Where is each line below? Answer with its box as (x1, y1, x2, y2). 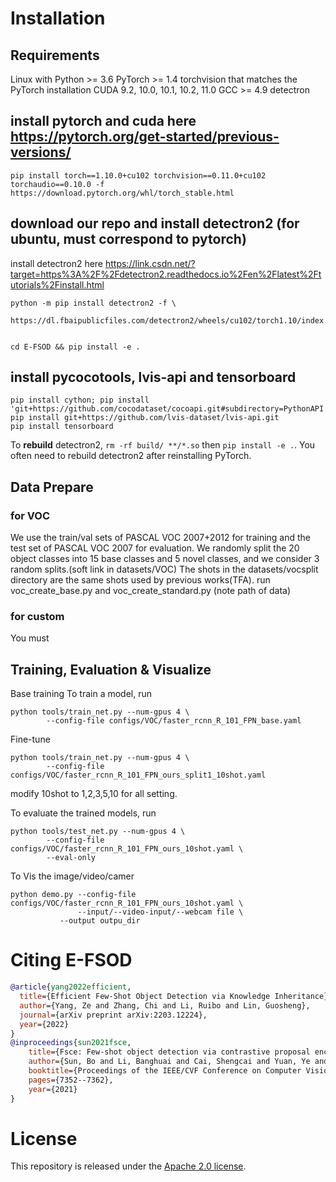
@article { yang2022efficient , (10, 982, 132, 992)
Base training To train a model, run (10, 688, 153, 700)
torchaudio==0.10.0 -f (10, 179, 105, 189)
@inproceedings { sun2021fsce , (10, 1038, 132, 1048)
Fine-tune (10, 733, 51, 746)
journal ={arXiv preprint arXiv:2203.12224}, (19, 1010, 208, 1020)
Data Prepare (10, 478, 94, 496)
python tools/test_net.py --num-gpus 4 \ (10, 827, 186, 837)
